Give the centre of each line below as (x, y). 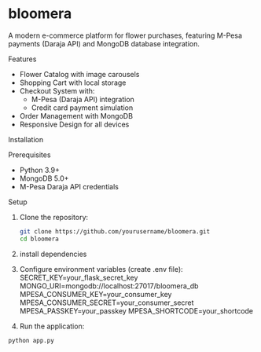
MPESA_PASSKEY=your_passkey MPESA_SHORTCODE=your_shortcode (136, 310)
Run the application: (52, 326)
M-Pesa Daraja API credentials (69, 186)
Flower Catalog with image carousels (79, 74)
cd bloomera (39, 239)
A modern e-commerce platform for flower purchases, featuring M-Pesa (125, 35)
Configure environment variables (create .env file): (101, 269)
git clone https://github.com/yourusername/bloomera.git (115, 231)
